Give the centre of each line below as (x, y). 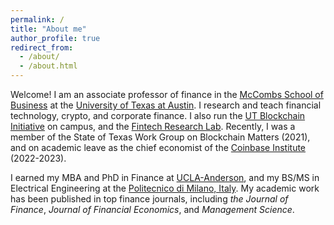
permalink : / (37, 19)
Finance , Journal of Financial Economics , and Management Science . (152, 209)
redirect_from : (42, 47)
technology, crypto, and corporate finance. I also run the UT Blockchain (158, 115)
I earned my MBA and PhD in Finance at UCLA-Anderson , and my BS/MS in (165, 177)
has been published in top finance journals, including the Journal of (149, 199)
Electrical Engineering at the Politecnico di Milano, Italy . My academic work (165, 188)
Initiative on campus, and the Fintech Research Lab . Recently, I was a (153, 126)
